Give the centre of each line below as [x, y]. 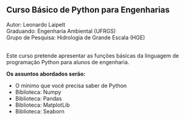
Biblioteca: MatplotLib [42, 105]
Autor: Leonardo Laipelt [36, 24]
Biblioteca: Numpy [38, 92]
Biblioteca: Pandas [38, 98]
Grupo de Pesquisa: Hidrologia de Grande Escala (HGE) [76, 37]
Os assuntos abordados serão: [46, 74]
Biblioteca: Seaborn [40, 111]
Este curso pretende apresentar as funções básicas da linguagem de [93, 55]
